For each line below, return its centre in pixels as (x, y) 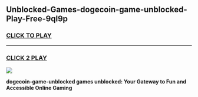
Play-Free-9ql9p (37, 19)
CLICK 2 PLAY (27, 58)
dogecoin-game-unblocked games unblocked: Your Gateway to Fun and (96, 81)
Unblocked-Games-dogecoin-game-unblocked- (97, 10)
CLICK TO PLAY (29, 36)
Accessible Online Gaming (39, 88)
